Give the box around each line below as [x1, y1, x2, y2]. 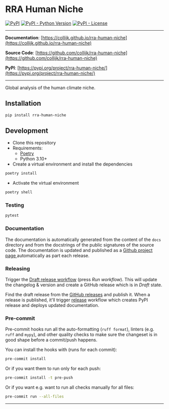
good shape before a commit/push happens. [5, 337, 98, 343]
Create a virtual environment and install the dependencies [12, 161, 133, 167]
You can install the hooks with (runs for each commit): [5, 347, 117, 353]
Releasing [5, 265, 30, 272]
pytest [5, 213, 19, 218]
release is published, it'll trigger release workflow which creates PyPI [5, 297, 148, 303]
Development [5, 127, 49, 135]
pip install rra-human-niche [5, 112, 66, 118]
